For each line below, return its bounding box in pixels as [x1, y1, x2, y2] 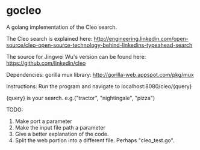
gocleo [6, 4, 42, 17]
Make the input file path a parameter [14, 124, 105, 131]
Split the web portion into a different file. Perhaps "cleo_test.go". [14, 136, 175, 144]
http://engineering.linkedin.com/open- [93, 35, 189, 42]
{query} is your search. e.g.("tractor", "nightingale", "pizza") [6, 94, 155, 101]
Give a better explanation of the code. [14, 130, 109, 137]
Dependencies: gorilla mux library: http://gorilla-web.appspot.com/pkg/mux [6, 71, 194, 78]
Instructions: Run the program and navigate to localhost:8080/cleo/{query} [6, 82, 192, 90]
